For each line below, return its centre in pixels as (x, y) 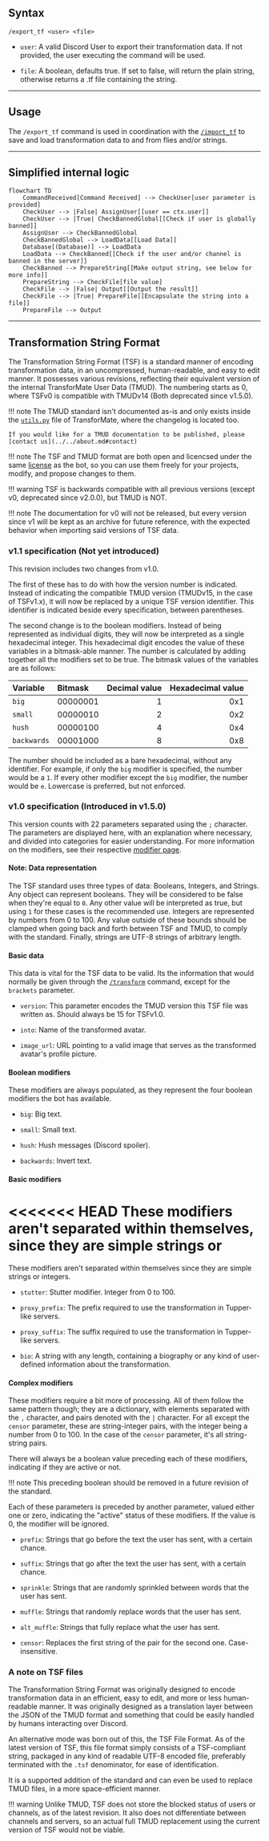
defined (33, 1364)
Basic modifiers (35, 1180)
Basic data (26, 955)
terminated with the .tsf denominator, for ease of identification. (113, 1765)
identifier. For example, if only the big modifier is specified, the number (125, 769)
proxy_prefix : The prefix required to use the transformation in (122, 1307)
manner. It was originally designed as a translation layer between (146, 1707)
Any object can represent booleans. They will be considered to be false (126, 895)
